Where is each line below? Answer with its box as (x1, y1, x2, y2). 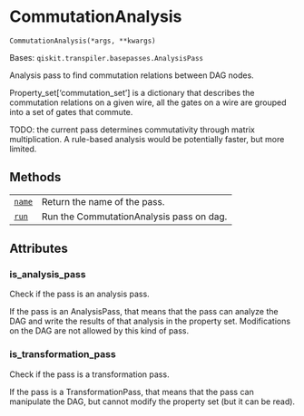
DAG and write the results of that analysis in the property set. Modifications (9, 315, 291, 327)
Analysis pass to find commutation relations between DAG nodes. (9, 70, 254, 81)
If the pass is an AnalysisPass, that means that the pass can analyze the (9, 306, 279, 317)
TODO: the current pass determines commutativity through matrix (9, 124, 256, 135)
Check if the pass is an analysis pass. (9, 288, 150, 300)
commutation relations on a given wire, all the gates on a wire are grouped (9, 97, 287, 108)
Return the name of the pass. (41, 195, 165, 208)
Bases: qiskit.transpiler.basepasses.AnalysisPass (9, 52, 204, 63)
